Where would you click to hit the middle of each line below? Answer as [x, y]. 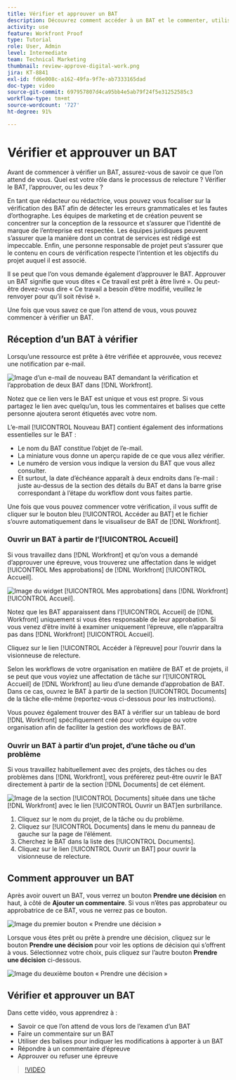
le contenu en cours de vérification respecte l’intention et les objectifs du [113, 253]
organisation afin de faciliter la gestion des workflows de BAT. [97, 727]
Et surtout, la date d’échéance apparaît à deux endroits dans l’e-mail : [118, 478]
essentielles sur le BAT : [42, 434]
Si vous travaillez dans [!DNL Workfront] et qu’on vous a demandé [103, 555]
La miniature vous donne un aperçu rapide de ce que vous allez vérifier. [121, 455]
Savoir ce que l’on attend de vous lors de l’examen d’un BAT [104, 1026]
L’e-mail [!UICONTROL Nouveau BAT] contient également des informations [115, 427]
